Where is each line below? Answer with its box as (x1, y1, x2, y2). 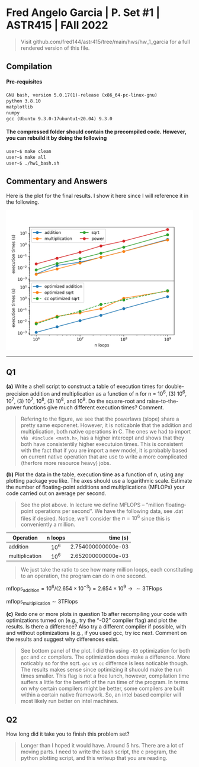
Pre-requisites (6, 78, 43, 85)
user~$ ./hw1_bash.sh (6, 160, 60, 166)
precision (6, 390, 29, 397)
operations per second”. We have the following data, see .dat (34, 507, 184, 515)
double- (165, 383, 185, 390)
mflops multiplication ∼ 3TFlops (6, 598, 78, 606)
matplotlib (6, 104, 33, 110)
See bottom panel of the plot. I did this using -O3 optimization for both (20, 647, 191, 654)
